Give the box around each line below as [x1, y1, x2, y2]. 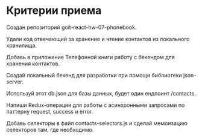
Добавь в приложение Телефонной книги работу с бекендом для [6, 53, 175, 60]
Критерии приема [6, 4, 102, 18]
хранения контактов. [6, 60, 60, 67]
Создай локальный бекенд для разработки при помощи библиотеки [6, 71, 182, 79]
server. [6, 78, 24, 85]
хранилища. [6, 42, 37, 49]
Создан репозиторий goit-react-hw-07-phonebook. [6, 24, 137, 31]
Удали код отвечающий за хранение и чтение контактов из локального [6, 35, 190, 42]
